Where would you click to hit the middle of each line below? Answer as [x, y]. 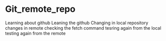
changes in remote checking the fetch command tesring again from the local [83, 28]
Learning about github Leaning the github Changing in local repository [77, 23]
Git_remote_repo [40, 9]
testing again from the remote [35, 33]
